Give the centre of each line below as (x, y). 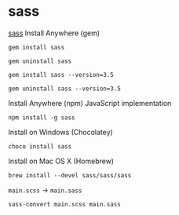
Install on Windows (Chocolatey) (61, 132)
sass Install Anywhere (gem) (54, 33)
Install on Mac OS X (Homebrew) (61, 161)
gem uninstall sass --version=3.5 (65, 89)
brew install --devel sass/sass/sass (70, 175)
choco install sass (40, 146)
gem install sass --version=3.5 (61, 75)
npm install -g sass (42, 117)
